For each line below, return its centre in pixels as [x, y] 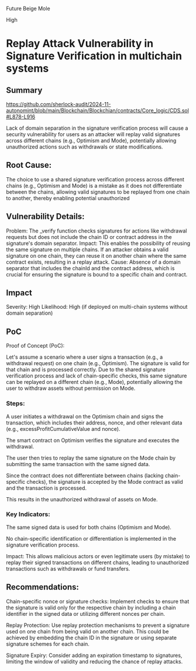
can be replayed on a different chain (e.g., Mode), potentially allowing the [94, 382]
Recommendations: [42, 587]
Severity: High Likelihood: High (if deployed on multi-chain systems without [97, 307]
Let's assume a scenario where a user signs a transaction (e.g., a [85, 357]
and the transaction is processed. [46, 488]
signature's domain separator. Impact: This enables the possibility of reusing [98, 243]
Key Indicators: [28, 514]
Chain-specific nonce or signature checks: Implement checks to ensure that [98, 601]
